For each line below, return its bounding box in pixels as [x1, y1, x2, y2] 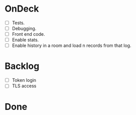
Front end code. [12, 31, 45, 37]
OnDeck [5, 3, 39, 15]
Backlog [5, 61, 40, 72]
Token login [12, 77, 36, 83]
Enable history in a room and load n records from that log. [12, 42, 131, 48]
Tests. [12, 20, 25, 26]
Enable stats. [12, 37, 39, 43]
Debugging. [12, 26, 37, 31]
